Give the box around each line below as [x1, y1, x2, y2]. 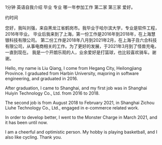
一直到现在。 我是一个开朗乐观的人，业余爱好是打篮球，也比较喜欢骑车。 [5, 49, 152, 55]
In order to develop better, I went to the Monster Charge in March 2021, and [5, 114, 158, 120]
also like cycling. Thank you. [5, 134, 62, 140]
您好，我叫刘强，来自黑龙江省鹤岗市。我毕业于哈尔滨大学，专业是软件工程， [5, 25, 160, 31]
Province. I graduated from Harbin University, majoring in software [5, 70, 139, 76]
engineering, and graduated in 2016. [5, 76, 78, 82]
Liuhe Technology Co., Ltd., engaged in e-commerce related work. [5, 105, 139, 111]
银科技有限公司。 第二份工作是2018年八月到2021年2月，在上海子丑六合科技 [5, 37, 157, 43]
